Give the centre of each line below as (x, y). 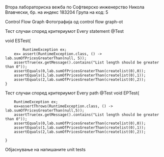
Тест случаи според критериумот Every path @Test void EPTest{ (72, 93)
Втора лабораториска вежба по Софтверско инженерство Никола (75, 7)
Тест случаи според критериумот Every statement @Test (65, 31)
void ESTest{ (18, 41)
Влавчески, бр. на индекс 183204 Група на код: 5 (57, 12)
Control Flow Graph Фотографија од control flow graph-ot (64, 22)
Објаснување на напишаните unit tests (45, 149)
